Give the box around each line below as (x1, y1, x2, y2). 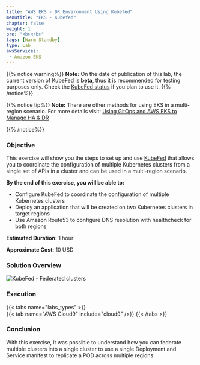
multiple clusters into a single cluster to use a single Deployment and (6, 345, 177, 352)
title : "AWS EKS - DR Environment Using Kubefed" (6, 8, 133, 15)
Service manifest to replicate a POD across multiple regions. (6, 351, 155, 359)
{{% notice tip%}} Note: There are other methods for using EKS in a (6, 101, 174, 109)
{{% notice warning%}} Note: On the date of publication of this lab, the (6, 70, 182, 77)
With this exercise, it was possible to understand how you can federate (6, 338, 182, 346)
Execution (6, 290, 37, 299)
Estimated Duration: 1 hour (6, 234, 74, 241)
